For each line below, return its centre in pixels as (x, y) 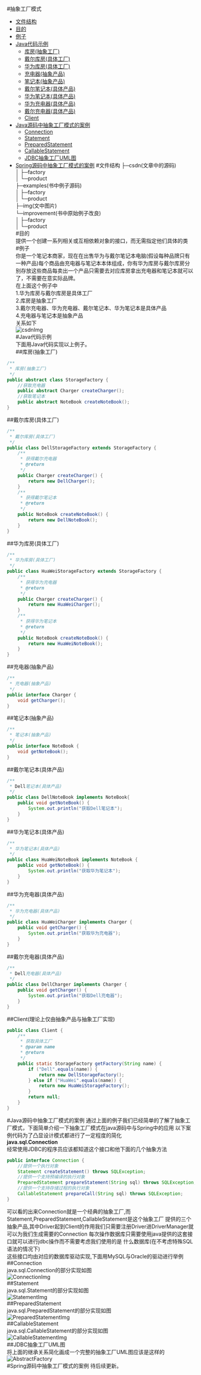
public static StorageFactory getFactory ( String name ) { (90, 1064)
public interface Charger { (42, 695)
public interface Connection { (46, 1160)
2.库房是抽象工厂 (36, 300)
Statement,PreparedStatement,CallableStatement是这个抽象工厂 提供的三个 (99, 1219)
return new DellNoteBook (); (63, 520)
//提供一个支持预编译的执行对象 (51, 1177)
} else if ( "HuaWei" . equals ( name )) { (75, 1080)
